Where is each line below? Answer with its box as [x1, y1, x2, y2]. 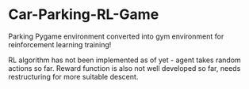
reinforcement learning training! [8, 39, 112, 49]
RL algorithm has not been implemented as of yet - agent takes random [8, 55, 242, 65]
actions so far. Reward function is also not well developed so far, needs [8, 63, 241, 72]
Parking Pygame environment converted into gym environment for [8, 32, 224, 41]
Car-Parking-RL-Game [8, 6, 159, 24]
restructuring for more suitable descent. [8, 72, 139, 81]
